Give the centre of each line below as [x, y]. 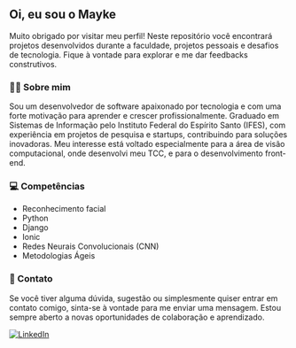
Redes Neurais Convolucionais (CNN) [90, 246]
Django [35, 228]
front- [275, 153]
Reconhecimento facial [64, 209]
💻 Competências [47, 187]
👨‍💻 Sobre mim [40, 87]
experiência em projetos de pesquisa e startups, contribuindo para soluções [148, 135]
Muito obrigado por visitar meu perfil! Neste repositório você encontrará [141, 35]
